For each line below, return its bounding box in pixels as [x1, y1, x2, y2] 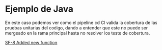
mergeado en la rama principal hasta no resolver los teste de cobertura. [5, 30, 150, 36]
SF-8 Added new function [5, 39, 57, 45]
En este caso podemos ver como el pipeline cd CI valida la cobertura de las [5, 20, 158, 25]
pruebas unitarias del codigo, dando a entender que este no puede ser [5, 25, 148, 30]
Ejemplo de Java [5, 3, 74, 15]
